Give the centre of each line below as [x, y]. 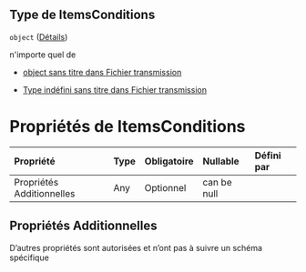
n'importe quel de [43, 55]
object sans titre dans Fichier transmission [102, 72]
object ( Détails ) [39, 36]
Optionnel [165, 187]
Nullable [221, 161]
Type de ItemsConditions [82, 15]
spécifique [30, 257]
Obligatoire [169, 161]
